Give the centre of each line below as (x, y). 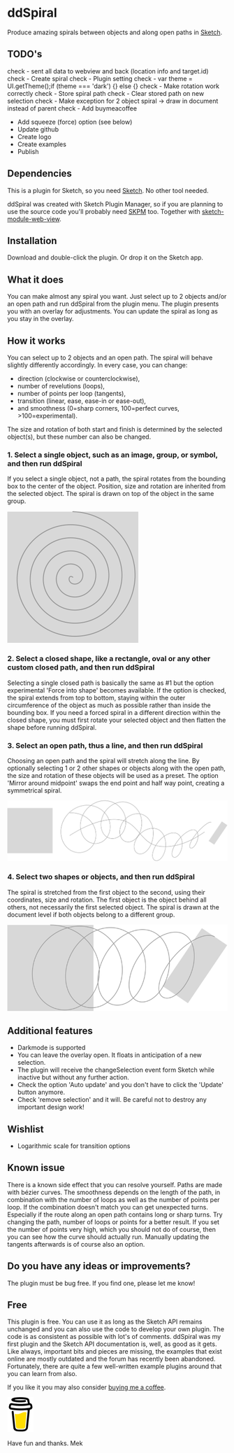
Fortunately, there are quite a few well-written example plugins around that (115, 1366)
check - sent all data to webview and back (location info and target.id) (108, 71)
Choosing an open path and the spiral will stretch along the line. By (104, 760)
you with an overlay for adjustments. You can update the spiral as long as (112, 311)
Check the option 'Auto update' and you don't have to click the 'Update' (120, 1085)
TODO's (25, 54)
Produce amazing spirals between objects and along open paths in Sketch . (115, 32)
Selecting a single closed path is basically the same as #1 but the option (111, 683)
